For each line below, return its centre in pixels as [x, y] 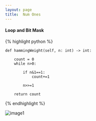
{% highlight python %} [29, 41]
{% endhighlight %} [25, 103]
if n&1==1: [34, 72]
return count [27, 94]
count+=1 [41, 77]
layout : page [19, 10]
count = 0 [24, 59]
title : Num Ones [23, 14]
